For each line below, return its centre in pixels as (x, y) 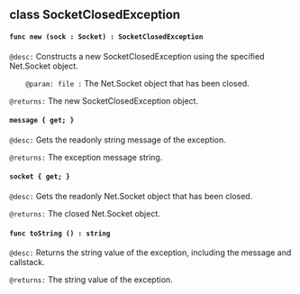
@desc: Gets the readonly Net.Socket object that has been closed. (131, 196)
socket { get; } (40, 177)
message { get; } (42, 121)
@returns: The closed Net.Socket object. (85, 214)
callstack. (27, 262)
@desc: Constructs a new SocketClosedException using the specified (137, 56)
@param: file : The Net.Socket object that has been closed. (137, 83)
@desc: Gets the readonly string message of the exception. (118, 140)
